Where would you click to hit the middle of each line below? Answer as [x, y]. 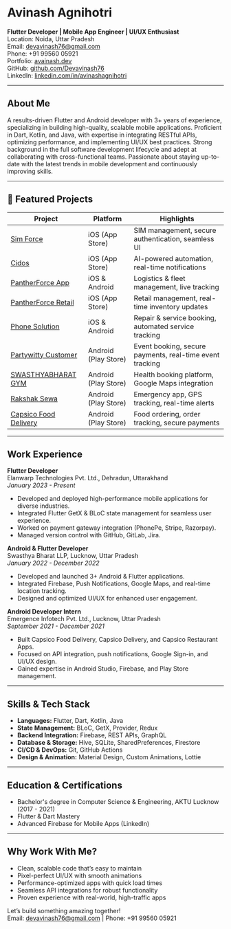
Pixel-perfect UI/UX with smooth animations [79, 875]
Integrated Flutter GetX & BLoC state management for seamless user [114, 513]
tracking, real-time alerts [174, 403]
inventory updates [179, 306]
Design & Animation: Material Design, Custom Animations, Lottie [109, 757]
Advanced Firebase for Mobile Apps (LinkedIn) [83, 824]
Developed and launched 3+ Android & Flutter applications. [101, 577]
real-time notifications [170, 267]
